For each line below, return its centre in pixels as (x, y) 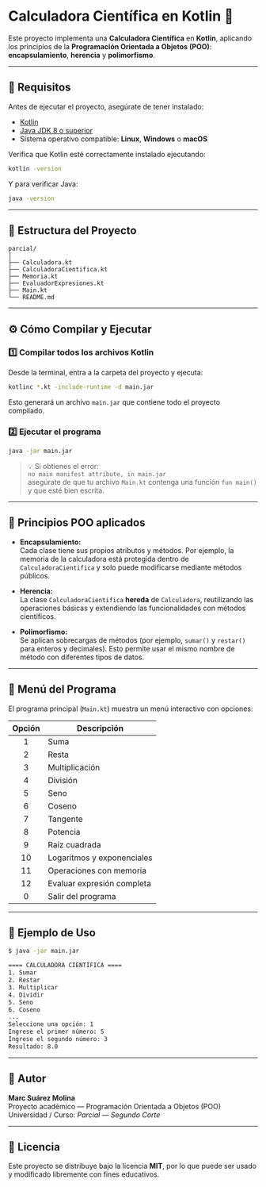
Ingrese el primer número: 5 (56, 1032)
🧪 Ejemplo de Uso (52, 933)
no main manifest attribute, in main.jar (97, 474)
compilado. (27, 410)
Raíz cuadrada (74, 844)
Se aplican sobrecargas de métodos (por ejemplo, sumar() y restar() (133, 640)
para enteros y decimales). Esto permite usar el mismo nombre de (127, 648)
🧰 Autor (27, 1079)
